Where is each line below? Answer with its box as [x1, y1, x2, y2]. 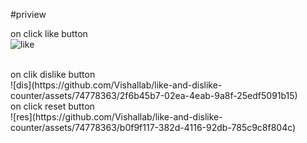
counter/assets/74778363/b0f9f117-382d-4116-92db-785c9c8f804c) [10, 122, 297, 133]
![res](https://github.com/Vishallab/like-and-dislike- [10, 111, 223, 123]
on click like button [10, 28, 88, 39]
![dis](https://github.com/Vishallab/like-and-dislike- [10, 79, 223, 91]
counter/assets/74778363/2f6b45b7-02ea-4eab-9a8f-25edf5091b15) [10, 90, 298, 101]
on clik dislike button [10, 69, 96, 80]
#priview [10, 9, 47, 20]
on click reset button [10, 100, 95, 112]
